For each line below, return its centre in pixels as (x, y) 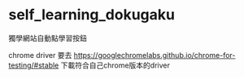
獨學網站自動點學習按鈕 (48, 38)
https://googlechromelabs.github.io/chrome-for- (155, 55)
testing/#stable (34, 65)
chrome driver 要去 (40, 55)
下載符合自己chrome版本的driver (115, 65)
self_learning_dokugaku (91, 15)
